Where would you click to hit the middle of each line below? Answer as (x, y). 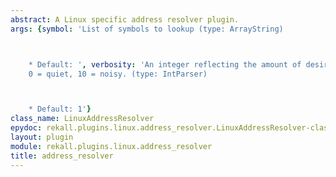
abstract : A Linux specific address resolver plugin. (125, 19)
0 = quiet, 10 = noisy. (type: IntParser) (118, 74)
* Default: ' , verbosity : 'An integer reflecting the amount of (165, 64)
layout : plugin (42, 137)
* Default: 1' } (60, 109)
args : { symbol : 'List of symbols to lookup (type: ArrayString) (147, 29)
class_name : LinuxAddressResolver (82, 119)
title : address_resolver (62, 156)
